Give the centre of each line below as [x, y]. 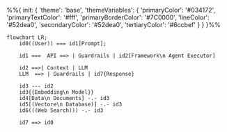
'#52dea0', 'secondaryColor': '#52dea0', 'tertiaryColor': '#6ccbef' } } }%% [113, 25]
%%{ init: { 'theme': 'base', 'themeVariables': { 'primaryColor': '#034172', [111, 10]
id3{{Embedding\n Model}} [57, 92]
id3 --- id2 [36, 86]
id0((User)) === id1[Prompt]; [63, 44]
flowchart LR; [27, 38]
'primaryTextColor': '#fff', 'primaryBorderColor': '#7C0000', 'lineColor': [108, 17]
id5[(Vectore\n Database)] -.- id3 [71, 104]
